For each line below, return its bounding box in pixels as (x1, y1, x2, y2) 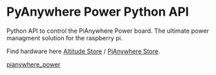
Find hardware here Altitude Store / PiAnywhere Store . (6, 47, 160, 55)
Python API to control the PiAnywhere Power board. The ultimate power (6, 27, 209, 35)
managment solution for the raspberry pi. (6, 33, 123, 42)
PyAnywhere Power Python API (6, 4, 189, 20)
